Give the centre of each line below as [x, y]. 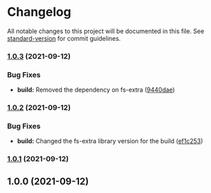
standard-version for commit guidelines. [64, 38]
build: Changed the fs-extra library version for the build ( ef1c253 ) [110, 141]
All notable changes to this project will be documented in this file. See [106, 31]
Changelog [39, 12]
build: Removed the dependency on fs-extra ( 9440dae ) [96, 90]
